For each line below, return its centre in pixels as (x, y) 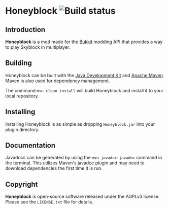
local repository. (22, 96)
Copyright (22, 184)
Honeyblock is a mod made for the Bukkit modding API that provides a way (84, 42)
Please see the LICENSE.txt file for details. (49, 202)
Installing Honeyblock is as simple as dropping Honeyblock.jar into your (80, 124)
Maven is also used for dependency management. (58, 81)
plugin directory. (22, 129)
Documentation (30, 145)
